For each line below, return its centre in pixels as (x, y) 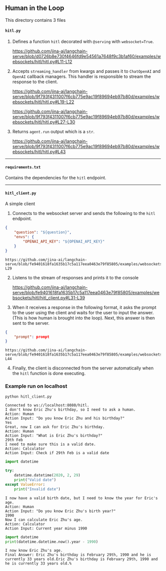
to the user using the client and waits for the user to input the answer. (83, 312)
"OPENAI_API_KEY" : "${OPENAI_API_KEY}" (64, 242)
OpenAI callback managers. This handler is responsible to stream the (82, 77)
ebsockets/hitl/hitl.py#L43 (39, 152)
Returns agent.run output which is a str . (53, 132)
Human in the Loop (35, 8)
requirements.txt (23, 167)
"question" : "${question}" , (43, 232)
